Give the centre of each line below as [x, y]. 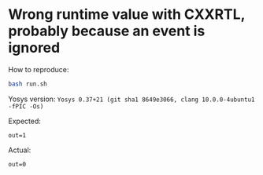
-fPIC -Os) [26, 106]
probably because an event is [107, 31]
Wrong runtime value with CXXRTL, [127, 15]
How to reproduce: [39, 69]
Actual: [20, 150]
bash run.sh [28, 84]
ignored [34, 48]
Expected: [25, 121]
